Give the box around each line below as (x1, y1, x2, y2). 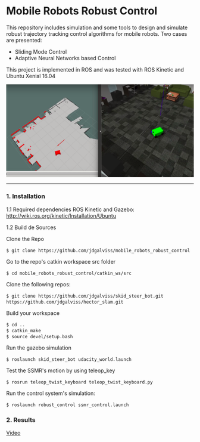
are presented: (6, 36, 42, 44)
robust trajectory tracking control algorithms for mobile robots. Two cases (6, 30, 187, 37)
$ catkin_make (6, 327, 42, 333)
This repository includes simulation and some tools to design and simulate (6, 24, 188, 31)
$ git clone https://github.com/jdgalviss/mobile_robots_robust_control (6, 248, 190, 254)
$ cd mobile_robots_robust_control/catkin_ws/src (6, 270, 132, 276)
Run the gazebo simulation (6, 344, 71, 351)
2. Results (6, 416, 36, 424)
